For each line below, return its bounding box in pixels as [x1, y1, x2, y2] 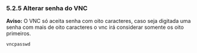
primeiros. [6, 30, 32, 37]
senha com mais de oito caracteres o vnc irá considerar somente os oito [6, 24, 184, 31]
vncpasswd [6, 41, 31, 48]
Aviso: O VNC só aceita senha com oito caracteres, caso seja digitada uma [6, 18, 191, 25]
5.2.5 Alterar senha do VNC [6, 4, 88, 12]
